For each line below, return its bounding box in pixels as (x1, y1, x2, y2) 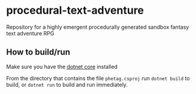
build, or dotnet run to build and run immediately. (6, 81, 128, 88)
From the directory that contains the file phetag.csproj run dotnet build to (6, 74, 190, 81)
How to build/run (6, 47, 71, 57)
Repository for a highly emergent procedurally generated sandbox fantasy (6, 23, 189, 31)
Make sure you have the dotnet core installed (6, 63, 118, 70)
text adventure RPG (6, 29, 55, 37)
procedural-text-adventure (6, 4, 144, 17)
